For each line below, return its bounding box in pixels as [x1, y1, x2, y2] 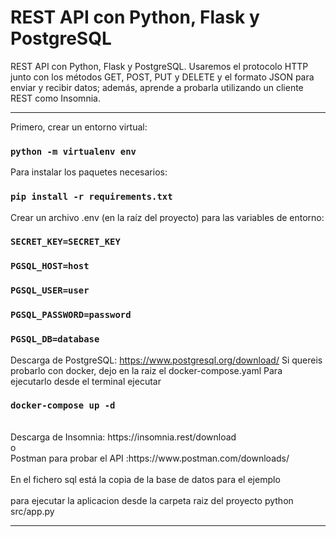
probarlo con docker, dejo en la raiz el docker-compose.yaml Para [10, 364, 283, 376]
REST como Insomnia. [10, 92, 101, 104]
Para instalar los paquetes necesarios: [10, 166, 168, 178]
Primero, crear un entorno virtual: [10, 121, 148, 133]
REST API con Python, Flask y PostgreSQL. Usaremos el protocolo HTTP [10, 60, 309, 72]
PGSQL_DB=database [10, 334, 100, 345]
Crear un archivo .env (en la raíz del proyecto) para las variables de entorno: [10, 211, 325, 223]
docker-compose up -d [10, 400, 116, 411]
